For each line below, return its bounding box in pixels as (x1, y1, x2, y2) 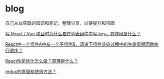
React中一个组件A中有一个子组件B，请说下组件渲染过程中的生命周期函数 (5, 41, 154, 47)
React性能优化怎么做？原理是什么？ (5, 58, 78, 64)
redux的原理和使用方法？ (5, 68, 56, 75)
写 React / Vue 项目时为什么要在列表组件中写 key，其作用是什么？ (5, 30, 141, 36)
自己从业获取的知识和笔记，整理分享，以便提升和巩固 (5, 20, 115, 26)
